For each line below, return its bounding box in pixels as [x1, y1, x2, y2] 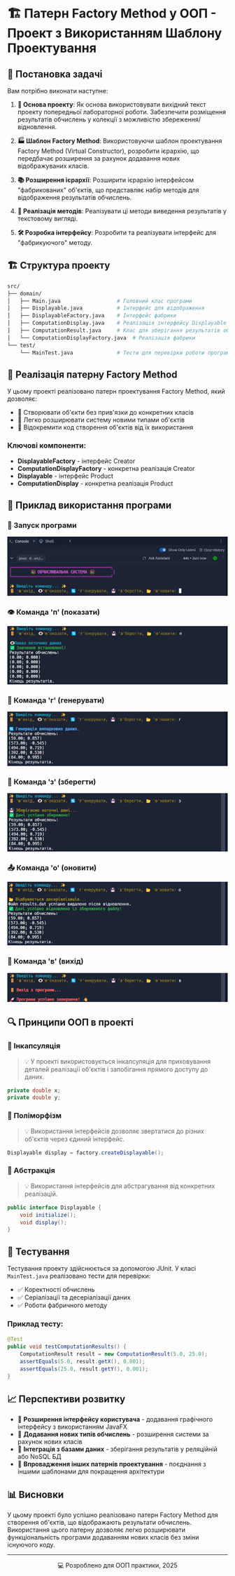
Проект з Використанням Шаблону [7, 25, 222, 41]
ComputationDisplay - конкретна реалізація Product [17, 479, 173, 488]
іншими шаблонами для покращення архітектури [17, 1467, 165, 1476]
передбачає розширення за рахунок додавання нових [17, 154, 180, 162]
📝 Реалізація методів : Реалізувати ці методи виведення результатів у [17, 207, 227, 215]
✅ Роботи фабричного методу [17, 1301, 108, 1309]
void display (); [20, 1219, 68, 1226]
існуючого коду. [7, 1541, 55, 1549]
